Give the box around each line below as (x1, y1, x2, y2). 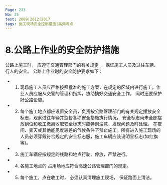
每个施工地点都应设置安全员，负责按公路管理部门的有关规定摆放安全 (20, 108, 161, 114)
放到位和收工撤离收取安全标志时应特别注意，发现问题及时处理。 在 (20, 121, 158, 127)
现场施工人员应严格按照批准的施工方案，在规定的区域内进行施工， (20, 84, 156, 90)
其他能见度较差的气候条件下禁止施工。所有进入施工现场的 (42, 127, 161, 133)
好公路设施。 (20, 97, 47, 103)
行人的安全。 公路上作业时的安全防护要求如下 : (5, 68, 101, 74)
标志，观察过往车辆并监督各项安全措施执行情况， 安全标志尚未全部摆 (20, 115, 162, 121)
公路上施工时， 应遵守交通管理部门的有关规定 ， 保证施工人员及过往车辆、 (5, 62, 158, 68)
